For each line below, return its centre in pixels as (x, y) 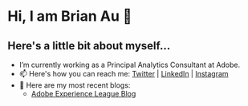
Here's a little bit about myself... (89, 46)
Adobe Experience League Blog (83, 94)
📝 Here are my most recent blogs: (75, 85)
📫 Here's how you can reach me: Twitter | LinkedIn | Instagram (124, 74)
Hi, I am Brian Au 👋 (70, 16)
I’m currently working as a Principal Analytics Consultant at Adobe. (130, 65)
